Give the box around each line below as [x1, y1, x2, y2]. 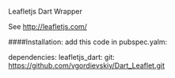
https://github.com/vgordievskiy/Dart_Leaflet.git [8, 61, 165, 70]
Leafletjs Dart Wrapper [8, 7, 83, 16]
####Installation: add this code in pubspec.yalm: [8, 37, 168, 46]
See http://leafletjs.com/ [8, 22, 87, 31]
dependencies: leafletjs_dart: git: [8, 53, 115, 61]
